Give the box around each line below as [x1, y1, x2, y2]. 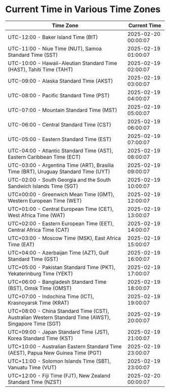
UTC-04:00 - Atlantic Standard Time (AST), [8, 147, 113, 154]
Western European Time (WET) [8, 197, 82, 204]
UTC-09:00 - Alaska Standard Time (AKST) [8, 77, 113, 84]
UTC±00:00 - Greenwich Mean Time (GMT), [8, 191, 115, 198]
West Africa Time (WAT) [8, 211, 66, 219]
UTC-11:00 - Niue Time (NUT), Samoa [8, 45, 102, 52]
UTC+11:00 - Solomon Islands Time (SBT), [8, 358, 111, 365]
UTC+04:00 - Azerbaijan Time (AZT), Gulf [8, 249, 109, 256]
